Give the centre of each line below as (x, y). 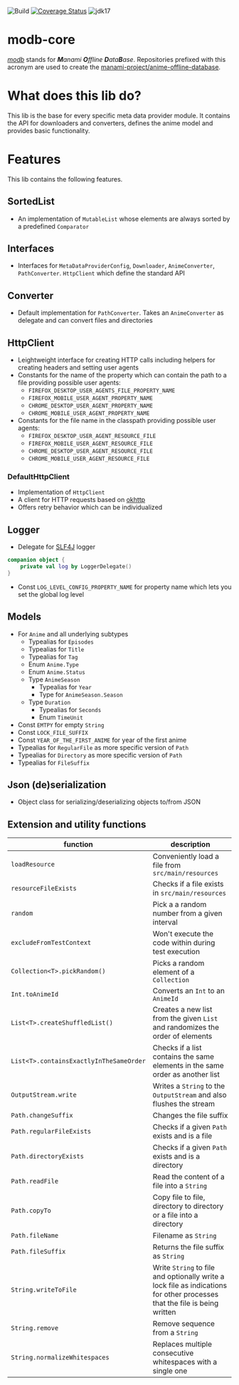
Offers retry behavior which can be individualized (90, 507)
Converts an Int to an (189, 991)
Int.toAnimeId (35, 994)
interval (165, 922)
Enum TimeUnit (61, 717)
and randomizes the (186, 1028)
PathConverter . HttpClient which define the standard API (101, 273)
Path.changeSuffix (42, 1115)
